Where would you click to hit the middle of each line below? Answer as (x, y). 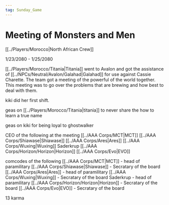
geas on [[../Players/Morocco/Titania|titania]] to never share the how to (80, 110)
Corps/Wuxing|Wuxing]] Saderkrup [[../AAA (51, 146)
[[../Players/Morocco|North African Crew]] (49, 49)
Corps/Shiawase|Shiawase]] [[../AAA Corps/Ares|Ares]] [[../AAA (73, 141)
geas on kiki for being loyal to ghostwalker (49, 125)
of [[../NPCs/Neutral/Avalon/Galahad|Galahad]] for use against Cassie (78, 74)
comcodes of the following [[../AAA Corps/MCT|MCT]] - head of (73, 161)
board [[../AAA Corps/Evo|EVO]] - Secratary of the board (65, 188)
